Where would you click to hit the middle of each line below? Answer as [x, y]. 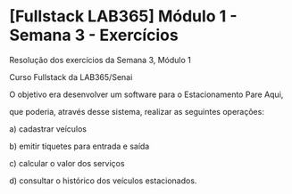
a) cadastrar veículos [48, 129]
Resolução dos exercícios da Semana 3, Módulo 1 [100, 60]
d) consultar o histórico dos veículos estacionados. [103, 181]
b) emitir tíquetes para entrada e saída [79, 146]
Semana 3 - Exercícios [94, 35]
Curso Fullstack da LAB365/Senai [71, 77]
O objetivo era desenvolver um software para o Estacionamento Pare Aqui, [146, 94]
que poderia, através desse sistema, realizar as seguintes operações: [137, 111]
